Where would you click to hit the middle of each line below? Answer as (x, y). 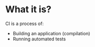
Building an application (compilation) (51, 33)
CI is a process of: (24, 24)
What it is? (28, 9)
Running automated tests (39, 39)
